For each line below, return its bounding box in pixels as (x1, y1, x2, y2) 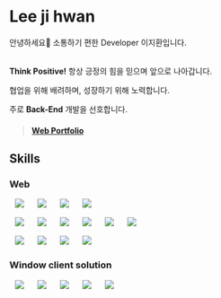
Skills (9, 151, 40, 166)
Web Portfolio (31, 125, 84, 136)
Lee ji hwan (9, 6, 96, 27)
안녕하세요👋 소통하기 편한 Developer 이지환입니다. (9, 37, 187, 48)
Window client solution (9, 259, 112, 271)
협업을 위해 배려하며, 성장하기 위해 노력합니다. (9, 84, 171, 95)
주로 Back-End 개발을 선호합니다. (9, 103, 128, 114)
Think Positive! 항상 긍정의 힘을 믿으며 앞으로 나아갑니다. (9, 66, 213, 76)
